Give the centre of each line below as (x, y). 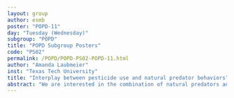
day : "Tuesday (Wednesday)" (48, 33)
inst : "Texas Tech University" (53, 71)
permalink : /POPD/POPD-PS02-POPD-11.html (68, 59)
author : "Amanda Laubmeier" (48, 65)
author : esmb (26, 20)
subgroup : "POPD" (32, 39)
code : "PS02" (26, 52)
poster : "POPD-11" (34, 26)
